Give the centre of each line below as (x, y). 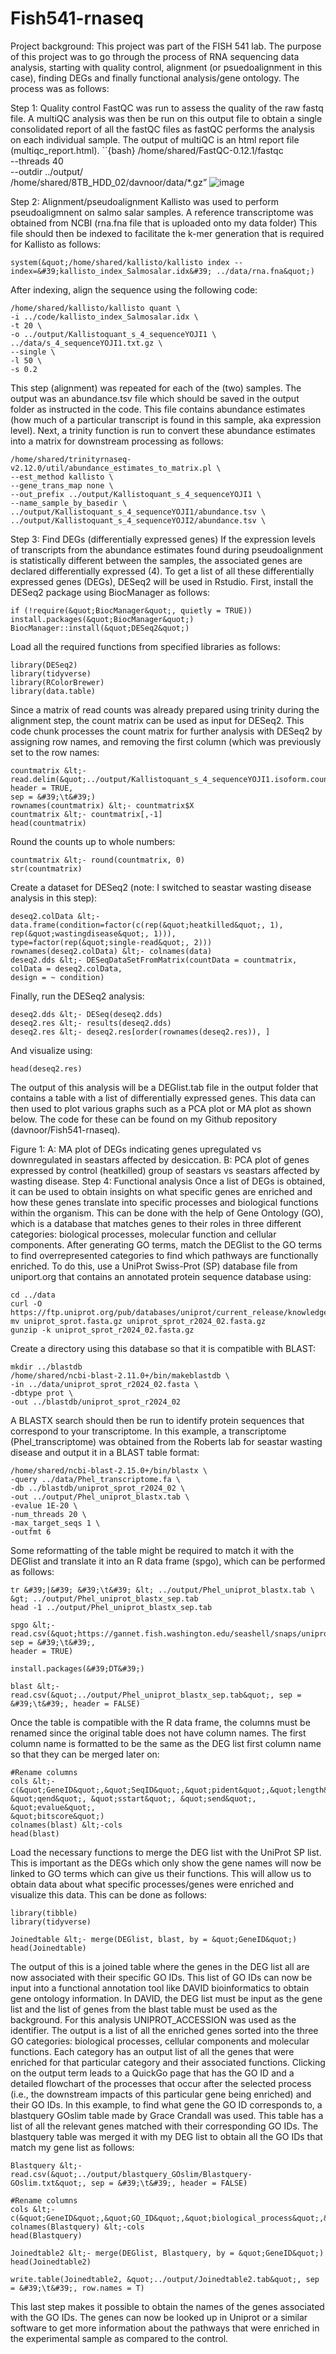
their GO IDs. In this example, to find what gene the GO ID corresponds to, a (166, 2104)
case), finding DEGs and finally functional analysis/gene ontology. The (155, 78)
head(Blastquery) (46, 2235)
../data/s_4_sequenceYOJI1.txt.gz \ (86, 343)
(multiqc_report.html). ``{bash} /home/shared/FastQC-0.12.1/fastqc (147, 150)
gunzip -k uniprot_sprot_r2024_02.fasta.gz (102, 1330)
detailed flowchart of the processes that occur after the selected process (161, 2083)
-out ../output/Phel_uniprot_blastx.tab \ (100, 1497)
